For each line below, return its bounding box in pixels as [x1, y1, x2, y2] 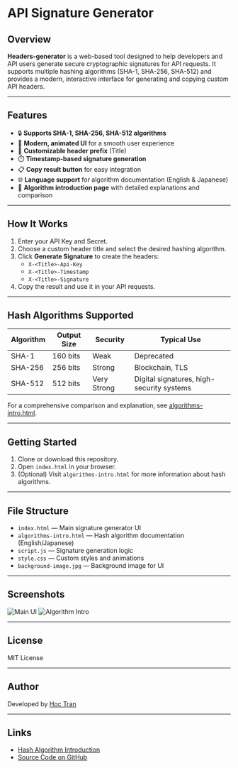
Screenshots [7, 588, 65, 600]
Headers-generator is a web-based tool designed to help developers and [7, 52, 223, 60]
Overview [7, 33, 52, 45]
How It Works [7, 218, 69, 230]
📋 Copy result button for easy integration [17, 165, 142, 173]
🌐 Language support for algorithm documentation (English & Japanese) [17, 175, 229, 184]
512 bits [52, 378, 81, 388]
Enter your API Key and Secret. [17, 236, 108, 246]
